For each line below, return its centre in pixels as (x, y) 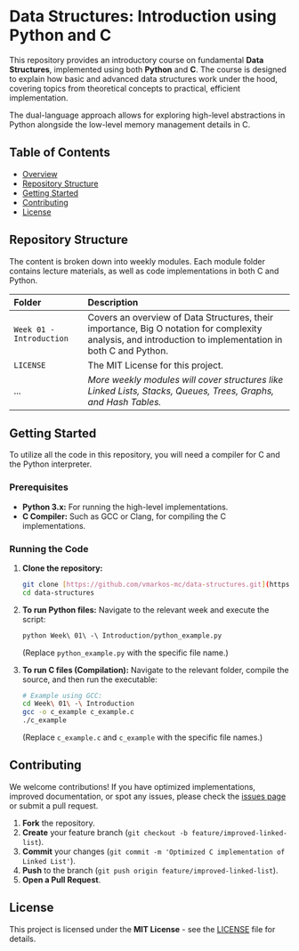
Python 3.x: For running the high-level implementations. (125, 507)
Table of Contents (60, 153)
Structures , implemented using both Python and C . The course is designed (148, 69)
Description (113, 302)
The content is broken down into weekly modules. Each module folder (137, 261)
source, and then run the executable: (89, 679)
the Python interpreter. (50, 464)
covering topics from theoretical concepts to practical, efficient (125, 88)
